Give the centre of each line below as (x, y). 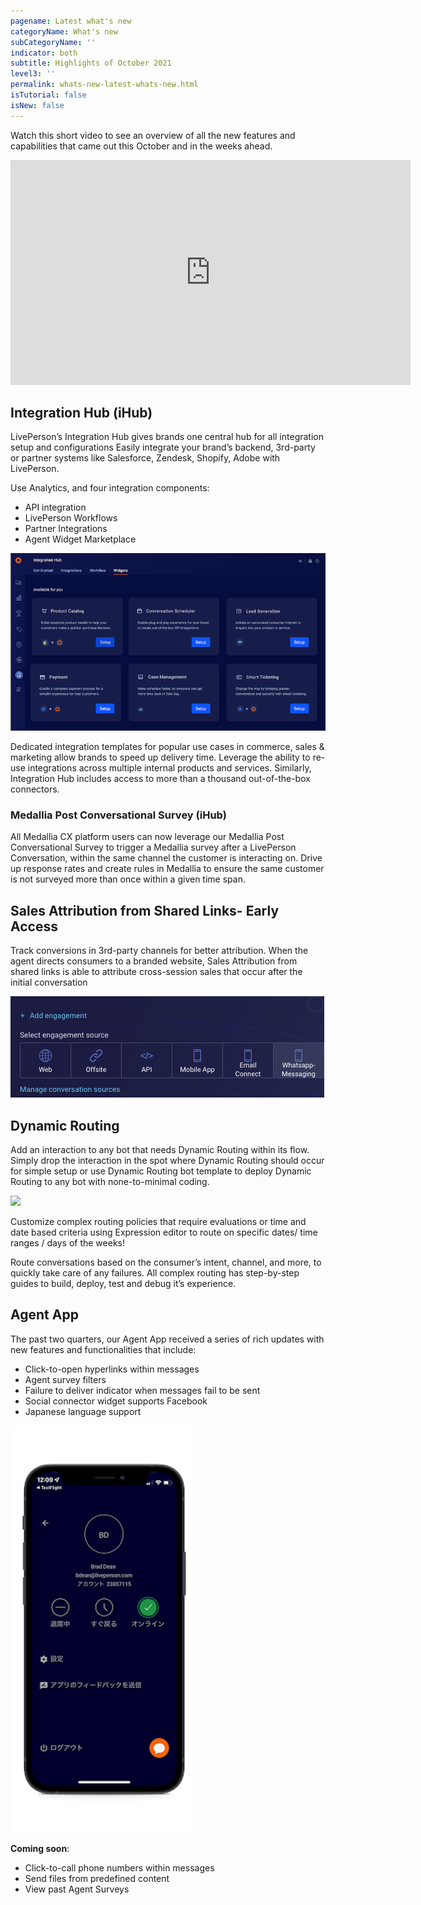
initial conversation (49, 982)
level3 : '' (33, 74)
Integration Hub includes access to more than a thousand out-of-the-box (160, 779)
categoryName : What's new (64, 31)
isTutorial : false (48, 95)
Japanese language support (83, 1411)
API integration (55, 507)
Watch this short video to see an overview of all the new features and (153, 135)
